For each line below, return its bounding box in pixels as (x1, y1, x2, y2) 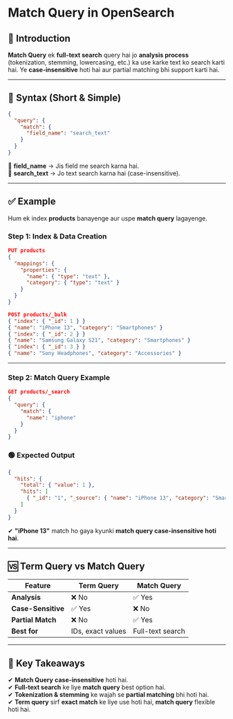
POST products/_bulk (8, 311, 68, 318)
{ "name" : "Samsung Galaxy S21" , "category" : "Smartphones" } (8, 337, 191, 344)
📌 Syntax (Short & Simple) (8, 92, 122, 104)
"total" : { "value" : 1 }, (20, 482, 95, 489)
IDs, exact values (71, 626, 127, 636)
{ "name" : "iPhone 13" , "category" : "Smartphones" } (8, 324, 163, 331)
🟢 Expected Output (8, 451, 75, 460)
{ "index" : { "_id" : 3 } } (8, 343, 86, 351)
